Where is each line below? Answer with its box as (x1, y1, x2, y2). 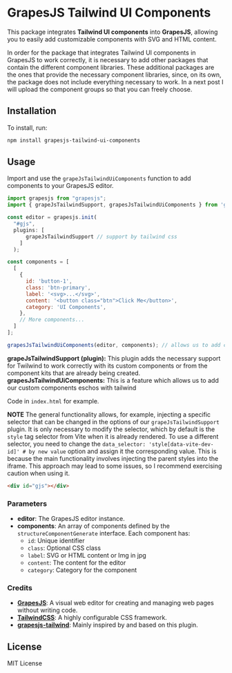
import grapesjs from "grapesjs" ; (7, 195, 107, 202)
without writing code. (17, 606, 78, 614)
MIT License (7, 659, 43, 667)
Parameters (7, 499, 47, 509)
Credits (7, 582, 32, 592)
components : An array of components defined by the (17, 522, 171, 530)
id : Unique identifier (27, 536, 85, 544)
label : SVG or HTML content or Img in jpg (27, 551, 146, 559)
